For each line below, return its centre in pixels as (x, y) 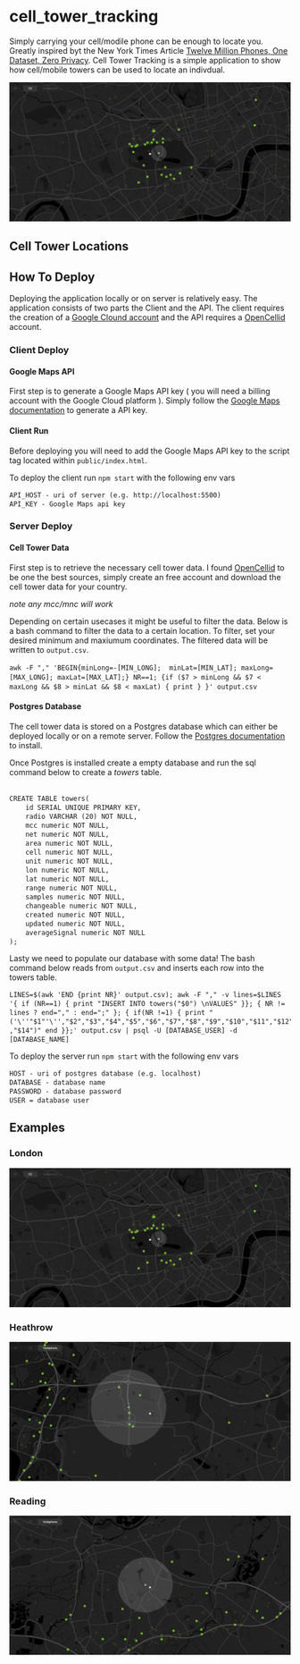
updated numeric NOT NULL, (75, 924)
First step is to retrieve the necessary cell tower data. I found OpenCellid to (147, 567)
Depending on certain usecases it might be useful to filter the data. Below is (149, 621)
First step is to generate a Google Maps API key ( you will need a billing (140, 392)
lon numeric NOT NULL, (67, 870)
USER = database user (50, 1100)
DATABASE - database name (57, 1082)
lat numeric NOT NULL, (67, 879)
